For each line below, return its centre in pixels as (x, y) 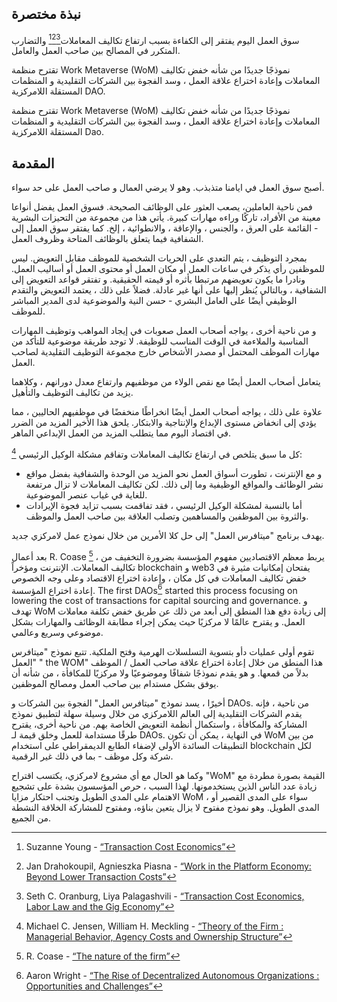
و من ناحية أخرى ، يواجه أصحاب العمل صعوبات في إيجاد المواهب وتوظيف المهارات (164, 331)
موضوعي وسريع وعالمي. (57, 633)
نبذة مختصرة (46, 14)
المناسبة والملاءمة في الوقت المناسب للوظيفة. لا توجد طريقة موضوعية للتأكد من (160, 341)
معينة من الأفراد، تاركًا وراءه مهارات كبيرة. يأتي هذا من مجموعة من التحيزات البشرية (166, 218)
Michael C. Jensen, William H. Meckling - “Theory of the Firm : (154, 926)
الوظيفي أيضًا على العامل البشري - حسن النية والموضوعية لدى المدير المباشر (154, 301)
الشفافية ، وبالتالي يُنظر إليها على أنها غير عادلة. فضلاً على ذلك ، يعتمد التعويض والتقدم (169, 290)
